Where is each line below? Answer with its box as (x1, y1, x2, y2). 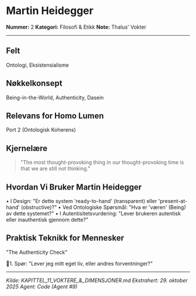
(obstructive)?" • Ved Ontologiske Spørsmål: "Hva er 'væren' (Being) (21, 204, 187, 211)
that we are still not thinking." (20, 165, 90, 172)
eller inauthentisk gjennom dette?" (6, 216, 89, 223)
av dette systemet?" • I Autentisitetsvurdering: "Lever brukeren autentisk (6, 210, 181, 217)
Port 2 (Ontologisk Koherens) (6, 126, 76, 133)
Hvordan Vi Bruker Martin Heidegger (6, 182, 142, 192)
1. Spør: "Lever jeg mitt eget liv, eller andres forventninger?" (9, 260, 153, 267)
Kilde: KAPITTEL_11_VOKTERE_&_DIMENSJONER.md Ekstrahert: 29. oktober (6, 277, 188, 284)
